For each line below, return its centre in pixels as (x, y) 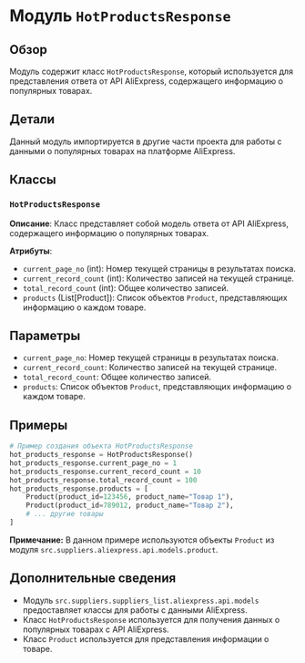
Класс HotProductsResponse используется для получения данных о (151, 619)
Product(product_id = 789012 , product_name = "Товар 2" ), (130, 506)
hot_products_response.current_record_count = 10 (106, 471)
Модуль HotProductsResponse (120, 16)
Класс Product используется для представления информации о (146, 638)
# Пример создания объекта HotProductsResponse (102, 446)
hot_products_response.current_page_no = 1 (93, 463)
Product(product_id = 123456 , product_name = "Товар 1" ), (130, 497)
